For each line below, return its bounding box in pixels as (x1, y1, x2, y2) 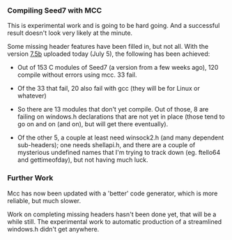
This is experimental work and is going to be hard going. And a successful (7, 22, 220, 30)
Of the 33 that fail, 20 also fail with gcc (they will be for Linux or (17, 84, 200, 93)
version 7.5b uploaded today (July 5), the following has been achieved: (7, 50, 210, 58)
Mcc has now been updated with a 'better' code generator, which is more (7, 189, 218, 197)
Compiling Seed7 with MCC (7, 6, 102, 15)
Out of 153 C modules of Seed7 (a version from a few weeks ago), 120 (17, 63, 219, 72)
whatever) (17, 91, 47, 100)
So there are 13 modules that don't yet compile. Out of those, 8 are (17, 105, 209, 114)
